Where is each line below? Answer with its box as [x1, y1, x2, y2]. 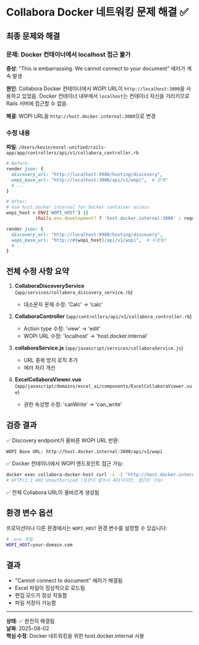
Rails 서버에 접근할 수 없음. [6, 99, 68, 107]
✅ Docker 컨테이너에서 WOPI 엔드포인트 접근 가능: [6, 460, 124, 467]
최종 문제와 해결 [6, 31, 60, 41]
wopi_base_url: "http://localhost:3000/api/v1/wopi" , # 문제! [11, 177, 169, 183]
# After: [6, 199, 28, 205]
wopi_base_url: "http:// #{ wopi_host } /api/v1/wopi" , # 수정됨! [11, 237, 167, 243]
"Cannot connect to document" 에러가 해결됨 [14, 577, 123, 584]
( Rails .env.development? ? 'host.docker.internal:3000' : [35, 215, 182, 222]
